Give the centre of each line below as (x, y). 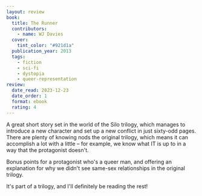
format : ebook (29, 101)
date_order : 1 (29, 96)
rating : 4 (24, 107)
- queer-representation (47, 79)
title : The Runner (35, 23)
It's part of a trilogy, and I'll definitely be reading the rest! (77, 186)
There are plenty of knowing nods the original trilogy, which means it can (97, 137)
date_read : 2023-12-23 (40, 90)
